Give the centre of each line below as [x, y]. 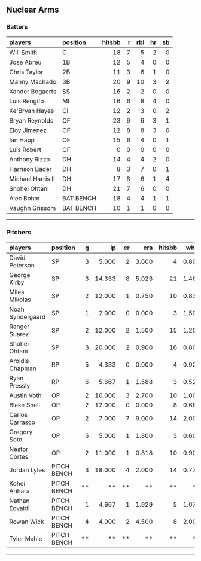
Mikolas [20, 300]
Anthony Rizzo [30, 159]
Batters [17, 27]
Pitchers [19, 232]
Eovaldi [19, 508]
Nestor [19, 449]
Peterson [22, 265]
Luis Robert [25, 150]
